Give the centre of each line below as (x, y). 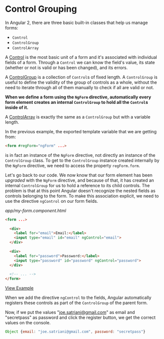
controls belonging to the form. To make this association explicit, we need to (82, 196)
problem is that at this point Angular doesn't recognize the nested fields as (80, 191)
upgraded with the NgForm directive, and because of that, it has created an (80, 180)
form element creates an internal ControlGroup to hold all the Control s (77, 102)
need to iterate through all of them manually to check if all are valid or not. (80, 87)
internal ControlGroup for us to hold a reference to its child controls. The (78, 185)
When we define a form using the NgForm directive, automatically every (78, 97)
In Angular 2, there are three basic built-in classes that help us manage (77, 23)
